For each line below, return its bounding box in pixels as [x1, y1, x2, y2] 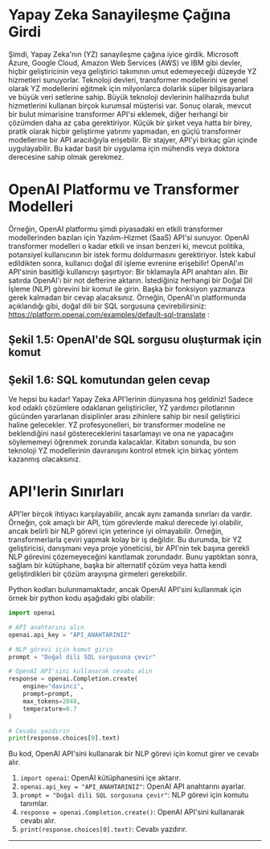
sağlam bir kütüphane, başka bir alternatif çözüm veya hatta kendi [8, 561, 227, 570]
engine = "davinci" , [22, 682, 84, 690]
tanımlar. [19, 799, 49, 809]
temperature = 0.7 [22, 705, 78, 713]
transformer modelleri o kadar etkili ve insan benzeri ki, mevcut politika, [8, 241, 245, 251]
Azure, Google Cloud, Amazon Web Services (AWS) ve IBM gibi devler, [8, 58, 243, 68]
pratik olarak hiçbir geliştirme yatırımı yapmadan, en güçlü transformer [8, 126, 241, 136]
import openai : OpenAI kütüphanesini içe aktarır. [19, 773, 182, 783]
